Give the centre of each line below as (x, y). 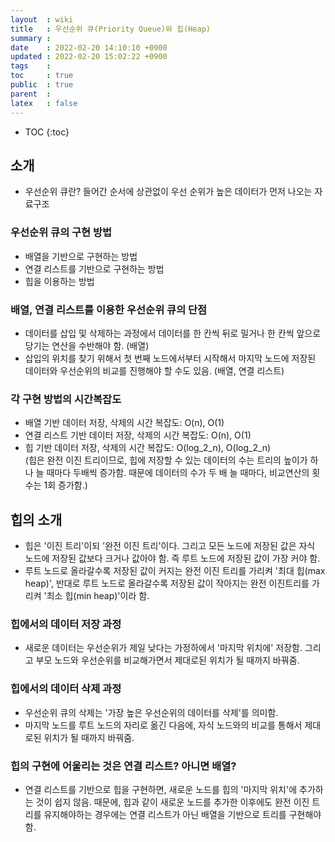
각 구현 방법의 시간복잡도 (66, 399)
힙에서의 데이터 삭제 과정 (66, 689)
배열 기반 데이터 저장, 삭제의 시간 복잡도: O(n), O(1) (124, 423)
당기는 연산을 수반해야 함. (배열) (87, 345)
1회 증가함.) (65, 485)
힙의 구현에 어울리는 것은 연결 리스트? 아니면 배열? (123, 766)
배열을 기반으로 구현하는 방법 (81, 256)
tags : (31, 66)
